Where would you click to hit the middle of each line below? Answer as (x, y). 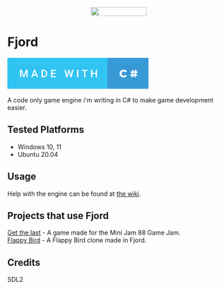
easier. (17, 107)
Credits (24, 263)
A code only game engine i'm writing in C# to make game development (110, 100)
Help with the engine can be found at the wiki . (74, 194)
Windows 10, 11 (40, 147)
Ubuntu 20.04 (38, 154)
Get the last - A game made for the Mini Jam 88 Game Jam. (94, 232)
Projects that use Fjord (58, 216)
